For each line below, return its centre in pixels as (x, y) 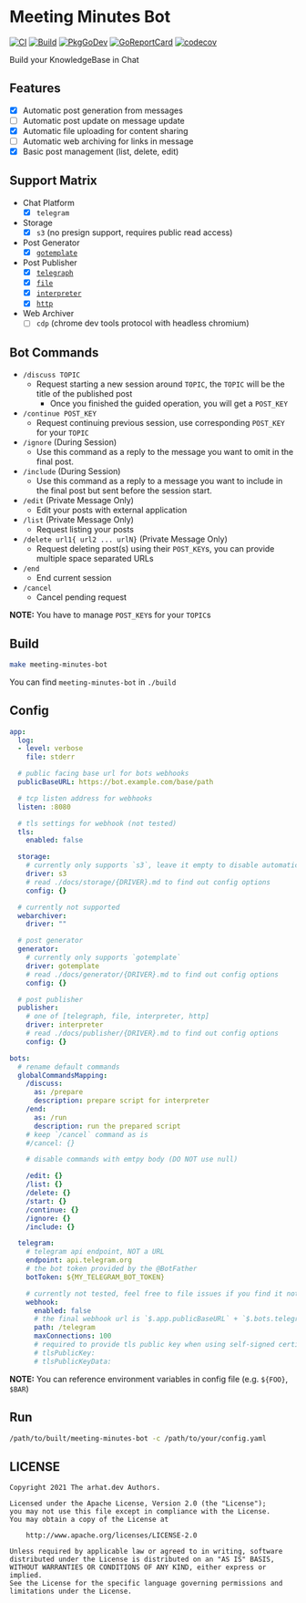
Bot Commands (54, 352)
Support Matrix (53, 181)
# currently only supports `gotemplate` (103, 958)
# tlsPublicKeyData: (72, 1361)
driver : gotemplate (63, 966)
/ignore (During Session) (70, 442)
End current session (74, 578)
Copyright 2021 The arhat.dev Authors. (85, 1488)
